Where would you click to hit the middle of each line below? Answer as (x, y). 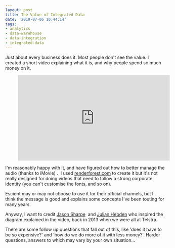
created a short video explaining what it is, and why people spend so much (83, 63)
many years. (18, 204)
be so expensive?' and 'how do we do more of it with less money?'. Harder (83, 235)
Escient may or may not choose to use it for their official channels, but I (79, 193)
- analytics (18, 29)
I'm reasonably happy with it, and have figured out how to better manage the (85, 168)
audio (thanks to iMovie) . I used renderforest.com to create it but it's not (81, 173)
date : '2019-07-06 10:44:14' (36, 19)
